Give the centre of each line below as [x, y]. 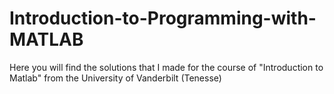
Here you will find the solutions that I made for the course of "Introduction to [166, 67]
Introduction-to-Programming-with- [163, 18]
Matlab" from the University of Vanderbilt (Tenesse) [115, 78]
